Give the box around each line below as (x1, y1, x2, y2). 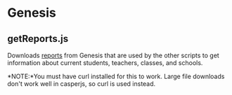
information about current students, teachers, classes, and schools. (7, 59, 203, 67)
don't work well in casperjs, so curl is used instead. (7, 80, 156, 88)
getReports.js (7, 33, 69, 45)
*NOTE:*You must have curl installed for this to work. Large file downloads (7, 72, 225, 80)
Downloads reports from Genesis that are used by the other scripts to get (7, 51, 219, 59)
